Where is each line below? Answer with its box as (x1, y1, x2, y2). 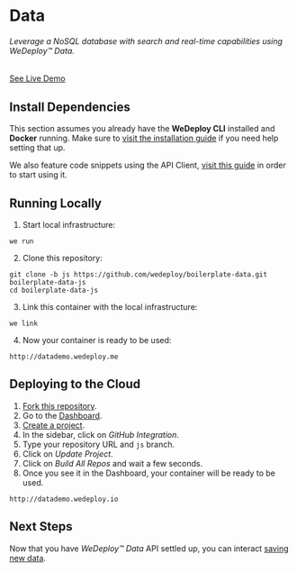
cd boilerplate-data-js (9, 286, 99, 295)
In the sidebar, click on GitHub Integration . (22, 429, 180, 440)
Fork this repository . (22, 400, 97, 411)
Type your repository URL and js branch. (22, 439, 175, 449)
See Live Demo (9, 73, 66, 84)
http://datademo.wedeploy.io (9, 495, 119, 504)
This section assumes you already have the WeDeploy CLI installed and (9, 123, 275, 134)
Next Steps (9, 519, 73, 534)
